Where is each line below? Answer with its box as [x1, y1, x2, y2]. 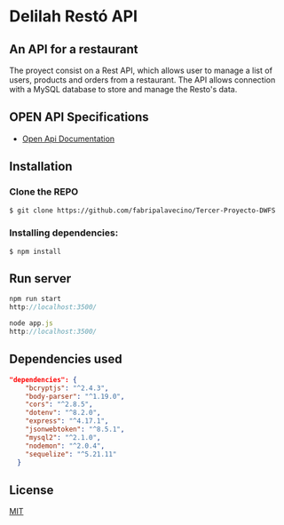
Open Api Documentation [21, 133, 115, 144]
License [9, 482, 54, 497]
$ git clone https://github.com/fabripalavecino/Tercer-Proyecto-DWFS [9, 206, 276, 215]
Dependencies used [9, 352, 122, 367]
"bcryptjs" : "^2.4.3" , [25, 384, 109, 393]
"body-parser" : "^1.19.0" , [25, 392, 125, 401]
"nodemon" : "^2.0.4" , [25, 441, 105, 450]
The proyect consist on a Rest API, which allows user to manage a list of [9, 65, 273, 76]
